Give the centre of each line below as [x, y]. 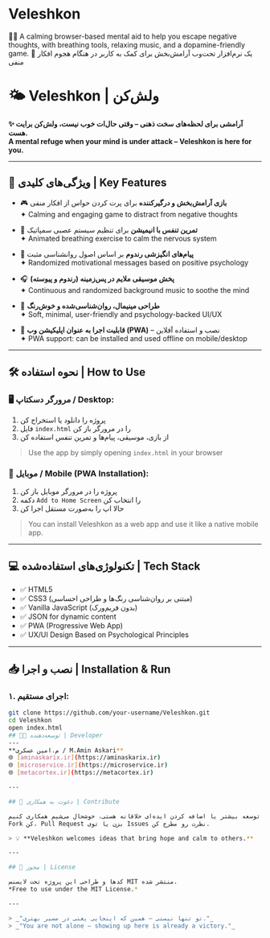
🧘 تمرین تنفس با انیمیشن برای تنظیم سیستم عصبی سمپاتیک [109, 229]
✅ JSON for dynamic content [68, 617]
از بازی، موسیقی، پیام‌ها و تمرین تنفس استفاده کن [94, 437]
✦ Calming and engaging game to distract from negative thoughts [129, 214]
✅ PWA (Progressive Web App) [71, 626]
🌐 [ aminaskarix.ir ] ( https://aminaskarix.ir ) [85, 758]
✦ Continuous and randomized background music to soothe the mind [135, 290]
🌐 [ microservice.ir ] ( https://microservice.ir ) [88, 765]
